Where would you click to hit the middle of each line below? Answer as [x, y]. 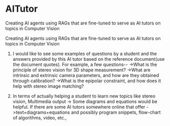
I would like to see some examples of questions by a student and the [85, 54]
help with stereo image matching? [48, 86]
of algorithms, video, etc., [40, 117]
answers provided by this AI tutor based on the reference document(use [89, 59]
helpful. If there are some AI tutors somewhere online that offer [79, 107]
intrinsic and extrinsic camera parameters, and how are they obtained [86, 75]
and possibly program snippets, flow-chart [116, 112]
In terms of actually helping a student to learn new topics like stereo [84, 96]
